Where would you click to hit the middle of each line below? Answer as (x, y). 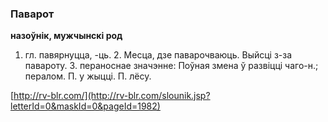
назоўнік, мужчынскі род (66, 36)
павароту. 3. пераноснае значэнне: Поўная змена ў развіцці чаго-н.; (171, 66)
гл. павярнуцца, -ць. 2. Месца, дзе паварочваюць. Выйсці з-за (158, 55)
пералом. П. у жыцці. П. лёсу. (88, 76)
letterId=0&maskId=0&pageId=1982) (85, 106)
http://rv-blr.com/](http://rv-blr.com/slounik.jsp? (112, 96)
